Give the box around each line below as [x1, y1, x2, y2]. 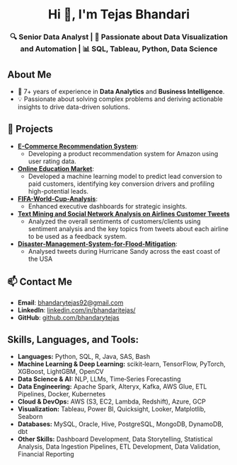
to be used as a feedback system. [28, 232, 127, 240]
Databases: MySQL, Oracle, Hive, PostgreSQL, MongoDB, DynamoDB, [17, 420, 224, 428]
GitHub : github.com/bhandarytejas [17, 313, 120, 322]
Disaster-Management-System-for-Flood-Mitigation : [17, 240, 178, 248]
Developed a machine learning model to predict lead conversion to [28, 172, 223, 180]
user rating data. [28, 157, 76, 165]
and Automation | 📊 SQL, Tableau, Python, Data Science [20, 44, 218, 54]
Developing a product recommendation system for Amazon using [28, 149, 219, 158]
